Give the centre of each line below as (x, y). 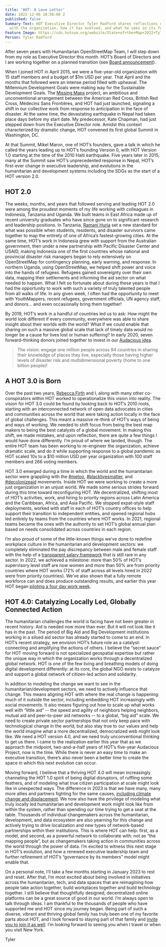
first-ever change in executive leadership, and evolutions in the (69, 166)
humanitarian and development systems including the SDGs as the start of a (83, 171)
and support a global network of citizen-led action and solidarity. (71, 674)
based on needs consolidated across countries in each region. (69, 529)
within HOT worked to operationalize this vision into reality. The (96, 398)
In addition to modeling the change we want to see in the (63, 684)
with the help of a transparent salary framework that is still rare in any (76, 554)
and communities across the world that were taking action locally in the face (83, 414)
